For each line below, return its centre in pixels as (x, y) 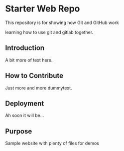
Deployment (25, 103)
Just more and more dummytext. (39, 87)
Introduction (25, 48)
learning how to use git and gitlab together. (49, 32)
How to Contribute (34, 76)
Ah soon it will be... (25, 115)
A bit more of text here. (29, 60)
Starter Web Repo (43, 9)
